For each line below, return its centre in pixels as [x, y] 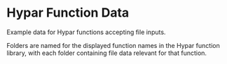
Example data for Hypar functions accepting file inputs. [86, 32]
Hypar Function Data [68, 13]
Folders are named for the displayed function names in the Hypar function [113, 45]
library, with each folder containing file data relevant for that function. [107, 53]
